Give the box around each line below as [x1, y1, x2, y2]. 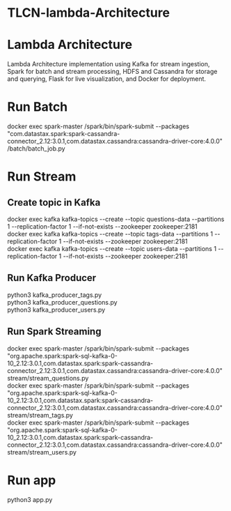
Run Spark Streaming [7, 326, 102, 337]
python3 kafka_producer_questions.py [7, 298, 118, 306]
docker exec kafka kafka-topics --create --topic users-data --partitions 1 [7, 245, 217, 253]
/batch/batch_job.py [7, 144, 65, 153]
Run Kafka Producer [7, 272, 97, 284]
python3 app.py [7, 495, 53, 503]
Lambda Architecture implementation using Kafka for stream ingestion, [7, 60, 210, 68]
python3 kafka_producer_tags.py [7, 291, 102, 299]
